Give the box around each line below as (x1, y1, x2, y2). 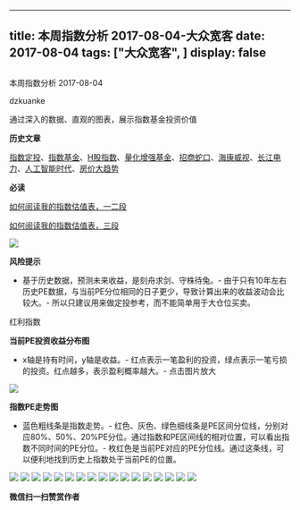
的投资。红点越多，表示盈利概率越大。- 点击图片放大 (21, 365, 217, 376)
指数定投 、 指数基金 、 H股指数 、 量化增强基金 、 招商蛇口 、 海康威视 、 (9, 151, 258, 162)
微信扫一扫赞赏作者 (9, 491, 80, 502)
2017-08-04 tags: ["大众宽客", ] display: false (9, 46, 267, 61)
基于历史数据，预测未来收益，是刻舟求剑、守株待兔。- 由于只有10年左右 (21, 275, 287, 285)
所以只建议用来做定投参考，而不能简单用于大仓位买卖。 (52, 297, 256, 308)
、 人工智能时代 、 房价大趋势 (17, 163, 119, 174)
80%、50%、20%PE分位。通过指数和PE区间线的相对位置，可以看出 (29, 431, 282, 442)
